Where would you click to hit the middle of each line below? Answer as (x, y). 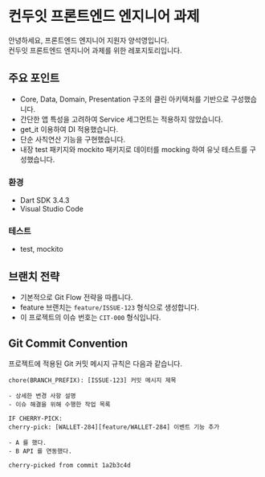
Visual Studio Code (52, 209)
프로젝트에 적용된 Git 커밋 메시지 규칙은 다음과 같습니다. (96, 364)
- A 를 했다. (27, 442)
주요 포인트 (34, 78)
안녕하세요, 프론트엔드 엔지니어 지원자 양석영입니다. (89, 40)
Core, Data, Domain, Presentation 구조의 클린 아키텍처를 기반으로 (124, 99)
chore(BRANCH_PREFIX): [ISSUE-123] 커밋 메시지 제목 (92, 380)
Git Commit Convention (68, 343)
